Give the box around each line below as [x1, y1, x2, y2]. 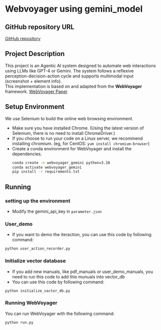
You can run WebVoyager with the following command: [5, 311, 115, 316]
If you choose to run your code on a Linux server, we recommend [12, 135, 143, 141]
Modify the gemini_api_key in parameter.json [12, 208, 102, 214]
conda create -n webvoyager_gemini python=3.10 [12, 160, 110, 165]
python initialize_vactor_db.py [5, 288, 70, 293]
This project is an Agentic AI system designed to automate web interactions [5, 62, 156, 69]
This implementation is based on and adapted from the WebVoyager [5, 83, 142, 89]
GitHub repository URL [5, 23, 75, 31]
